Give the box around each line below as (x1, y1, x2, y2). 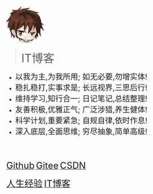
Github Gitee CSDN (6, 160, 86, 171)
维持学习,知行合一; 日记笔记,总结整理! (15, 94, 148, 103)
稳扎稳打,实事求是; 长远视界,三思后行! (15, 83, 148, 92)
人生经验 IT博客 (6, 178, 71, 189)
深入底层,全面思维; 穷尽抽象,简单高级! (15, 127, 148, 137)
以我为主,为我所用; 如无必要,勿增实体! (15, 72, 148, 82)
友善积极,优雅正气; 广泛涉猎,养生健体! (15, 105, 148, 115)
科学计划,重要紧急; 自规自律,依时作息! (15, 116, 148, 126)
